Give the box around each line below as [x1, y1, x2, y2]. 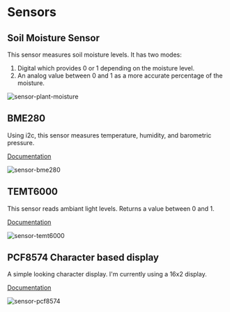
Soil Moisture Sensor [7, 32, 100, 44]
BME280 [7, 112, 46, 124]
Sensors [7, 4, 57, 20]
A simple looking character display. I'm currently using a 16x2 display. [7, 270, 207, 278]
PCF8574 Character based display [7, 252, 159, 264]
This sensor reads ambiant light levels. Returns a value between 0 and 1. [7, 204, 215, 213]
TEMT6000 [7, 186, 58, 198]
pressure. [7, 138, 35, 147]
